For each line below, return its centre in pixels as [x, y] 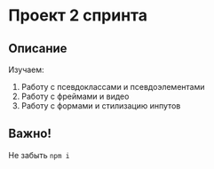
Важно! [30, 134]
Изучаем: [27, 69]
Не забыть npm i [39, 155]
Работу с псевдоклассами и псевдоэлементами [113, 87]
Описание [38, 48]
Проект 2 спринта [78, 16]
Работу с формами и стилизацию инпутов [101, 106]
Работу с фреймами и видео [75, 96]
